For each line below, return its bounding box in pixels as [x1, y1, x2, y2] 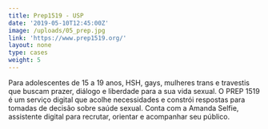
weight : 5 [8, 57, 42, 64]
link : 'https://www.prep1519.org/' [8, 33, 127, 42]
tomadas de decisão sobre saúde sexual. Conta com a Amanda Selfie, [8, 103, 239, 112]
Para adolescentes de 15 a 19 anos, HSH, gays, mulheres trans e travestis [8, 77, 250, 88]
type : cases [8, 49, 48, 57]
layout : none [8, 41, 52, 49]
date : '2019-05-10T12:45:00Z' [8, 19, 110, 27]
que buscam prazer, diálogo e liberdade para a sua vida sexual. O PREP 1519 [8, 86, 260, 96]
